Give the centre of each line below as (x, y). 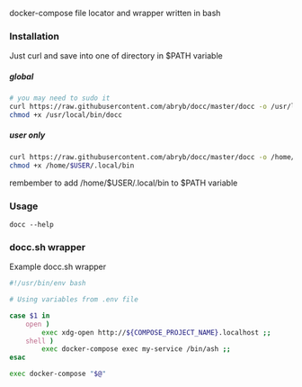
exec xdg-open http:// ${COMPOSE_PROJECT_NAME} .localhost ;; (156, 332)
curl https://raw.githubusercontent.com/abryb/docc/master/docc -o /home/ (152, 157)
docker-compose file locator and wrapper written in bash (115, 13)
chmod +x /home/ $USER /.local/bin (72, 166)
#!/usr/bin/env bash (48, 283)
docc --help (31, 224)
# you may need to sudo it (60, 98)
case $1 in (30, 315)
